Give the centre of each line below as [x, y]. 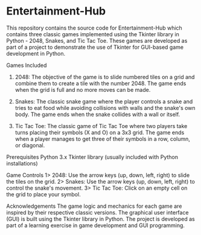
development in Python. [36, 53]
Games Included [27, 65]
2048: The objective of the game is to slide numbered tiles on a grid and [105, 77]
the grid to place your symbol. [43, 194]
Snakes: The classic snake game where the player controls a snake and [104, 101]
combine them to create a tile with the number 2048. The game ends [101, 83]
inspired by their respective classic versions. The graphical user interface [97, 212]
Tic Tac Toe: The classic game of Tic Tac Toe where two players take [101, 126]
